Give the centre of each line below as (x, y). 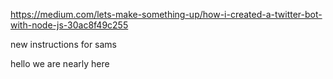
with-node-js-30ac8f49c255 (69, 25)
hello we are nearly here (60, 63)
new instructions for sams (63, 44)
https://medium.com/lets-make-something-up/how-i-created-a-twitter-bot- (166, 14)
